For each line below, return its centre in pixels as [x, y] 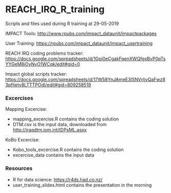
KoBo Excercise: [23, 140]
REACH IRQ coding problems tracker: [45, 53]
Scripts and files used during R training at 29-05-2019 [62, 23]
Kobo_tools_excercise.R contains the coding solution [68, 150]
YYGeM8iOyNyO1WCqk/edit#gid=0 [43, 64]
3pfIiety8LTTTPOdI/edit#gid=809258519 [48, 85]
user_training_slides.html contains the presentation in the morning [82, 185]
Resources [19, 168]
